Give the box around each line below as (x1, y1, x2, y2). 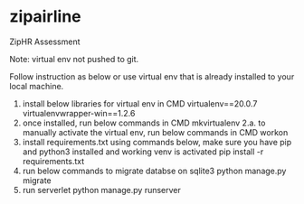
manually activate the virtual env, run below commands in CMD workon (22, 126, 289, 137)
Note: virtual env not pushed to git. (9, 53, 139, 64)
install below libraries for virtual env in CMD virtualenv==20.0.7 (22, 97, 258, 109)
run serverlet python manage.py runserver (22, 184, 181, 195)
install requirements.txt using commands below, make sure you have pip (22, 136, 292, 147)
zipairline (9, 6, 81, 27)
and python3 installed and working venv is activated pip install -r (22, 146, 264, 157)
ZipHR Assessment (9, 36, 81, 47)
